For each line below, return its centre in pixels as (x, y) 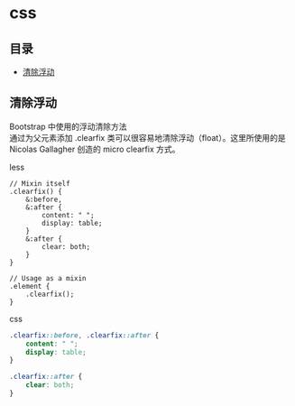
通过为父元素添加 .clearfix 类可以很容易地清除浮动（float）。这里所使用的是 (147, 137)
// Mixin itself (40, 183)
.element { (30, 286)
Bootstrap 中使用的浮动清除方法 (69, 126)
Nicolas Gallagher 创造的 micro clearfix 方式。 (95, 149)
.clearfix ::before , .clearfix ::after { (84, 335)
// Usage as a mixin (48, 278)
